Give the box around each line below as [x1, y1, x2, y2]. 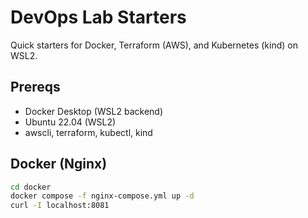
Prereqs [10, 79, 61, 96]
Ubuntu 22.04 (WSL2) [24, 116, 117, 128]
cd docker [10, 182, 52, 192]
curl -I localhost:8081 [10, 201, 110, 211]
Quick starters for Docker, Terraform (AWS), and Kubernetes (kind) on [10, 39, 298, 51]
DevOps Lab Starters [10, 6, 187, 29]
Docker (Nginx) [10, 156, 108, 173]
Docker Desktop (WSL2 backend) [24, 105, 164, 117]
